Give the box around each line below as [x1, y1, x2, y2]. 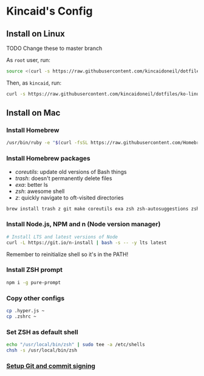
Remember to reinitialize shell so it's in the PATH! [6, 251, 129, 258]
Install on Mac [6, 108, 61, 118]
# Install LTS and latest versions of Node [6, 234, 118, 240]
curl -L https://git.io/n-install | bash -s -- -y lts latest [6, 239, 167, 246]
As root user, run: [6, 57, 50, 63]
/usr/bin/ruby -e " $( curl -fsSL [6, 140, 88, 146]
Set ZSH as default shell [6, 327, 78, 336]
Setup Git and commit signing [6, 361, 96, 370]
